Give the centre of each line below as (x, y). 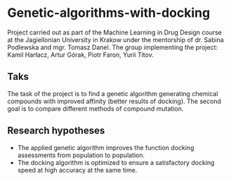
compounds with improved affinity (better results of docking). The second (114, 101)
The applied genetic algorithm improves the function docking (106, 147)
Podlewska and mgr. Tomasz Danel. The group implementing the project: (113, 47)
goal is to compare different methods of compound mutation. (95, 108)
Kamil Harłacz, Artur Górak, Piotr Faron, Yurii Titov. (81, 55)
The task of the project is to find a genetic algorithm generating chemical (113, 93)
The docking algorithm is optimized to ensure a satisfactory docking (116, 162)
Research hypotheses (56, 131)
